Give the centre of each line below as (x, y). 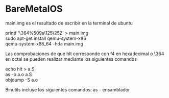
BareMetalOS (34, 9)
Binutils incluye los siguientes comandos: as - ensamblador (68, 89)
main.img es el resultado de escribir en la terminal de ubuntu (69, 23)
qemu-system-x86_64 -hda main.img (44, 43)
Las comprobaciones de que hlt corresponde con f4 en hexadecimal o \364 (85, 54)
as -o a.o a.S (19, 74)
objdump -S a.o (22, 80)
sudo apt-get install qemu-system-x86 (46, 38)
